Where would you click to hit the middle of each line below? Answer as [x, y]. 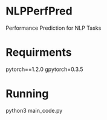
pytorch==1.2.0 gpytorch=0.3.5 [44, 69]
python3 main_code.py [34, 110]
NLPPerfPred [39, 11]
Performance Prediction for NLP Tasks [53, 28]
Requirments [39, 52]
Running [27, 94]
